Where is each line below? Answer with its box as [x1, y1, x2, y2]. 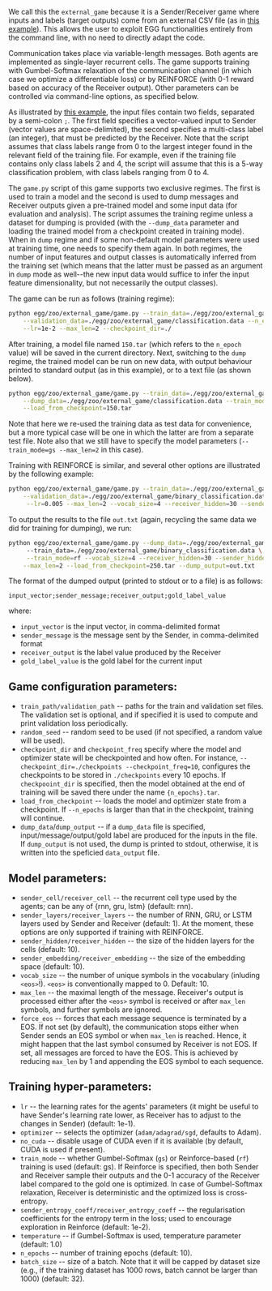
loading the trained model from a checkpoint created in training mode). [8, 226, 244, 236]
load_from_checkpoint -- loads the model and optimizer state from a [19, 796, 247, 806]
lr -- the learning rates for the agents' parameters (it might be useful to [19, 1101, 259, 1111]
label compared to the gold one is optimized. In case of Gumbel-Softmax [19, 1179, 263, 1189]
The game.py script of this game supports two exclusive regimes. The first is [8, 183, 261, 193]
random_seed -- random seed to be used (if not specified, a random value [19, 727, 263, 737]
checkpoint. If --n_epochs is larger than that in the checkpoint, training [19, 804, 254, 814]
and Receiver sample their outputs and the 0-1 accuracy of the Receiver [19, 1170, 261, 1180]
